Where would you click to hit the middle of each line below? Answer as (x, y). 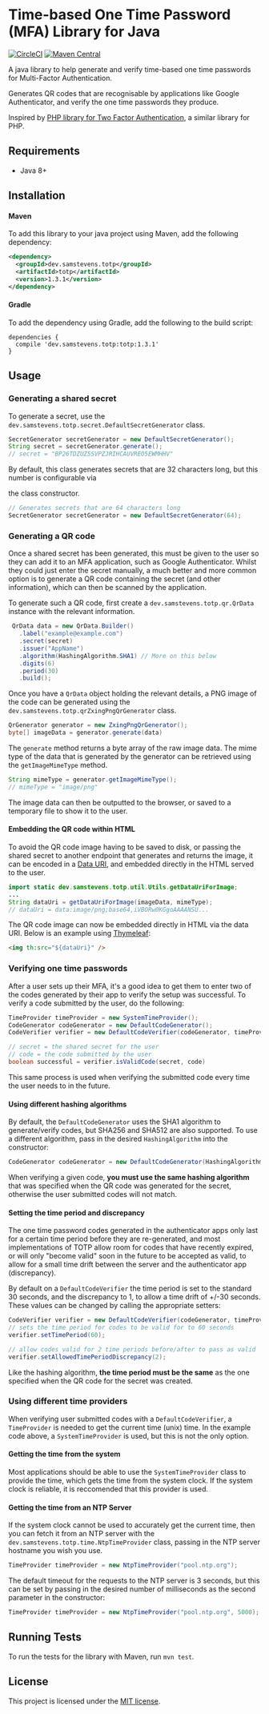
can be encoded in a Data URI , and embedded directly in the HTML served (131, 864)
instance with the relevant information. (72, 612)
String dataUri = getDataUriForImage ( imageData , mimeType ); (111, 902)
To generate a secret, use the (57, 416)
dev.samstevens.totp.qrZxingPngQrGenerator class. (92, 711)
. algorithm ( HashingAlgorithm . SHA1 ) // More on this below (118, 656)
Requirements (44, 151)
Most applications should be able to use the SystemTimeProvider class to (127, 1472)
